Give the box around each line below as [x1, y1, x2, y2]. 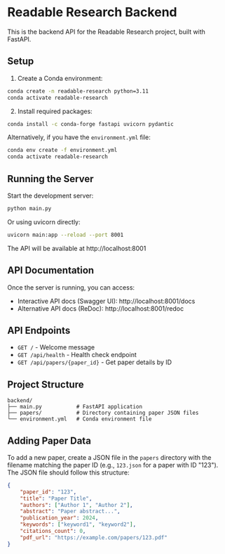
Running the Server [7, 173, 94, 185]
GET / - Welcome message [17, 343, 95, 352]
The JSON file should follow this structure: [7, 468, 130, 477]
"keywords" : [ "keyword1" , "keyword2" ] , [20, 521, 137, 528]
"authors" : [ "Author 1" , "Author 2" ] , [20, 501, 133, 508]
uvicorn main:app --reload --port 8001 [7, 231, 124, 238]
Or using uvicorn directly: [7, 217, 81, 226]
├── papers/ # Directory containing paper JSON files [7, 409, 199, 417]
